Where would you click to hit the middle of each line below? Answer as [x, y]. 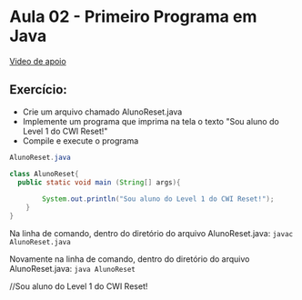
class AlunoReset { [44, 174]
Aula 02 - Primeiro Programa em [133, 17]
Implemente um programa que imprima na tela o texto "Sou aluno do [151, 121]
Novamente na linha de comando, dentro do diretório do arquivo [130, 259]
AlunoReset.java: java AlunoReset [73, 268]
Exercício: [39, 90]
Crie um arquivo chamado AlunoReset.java [102, 112]
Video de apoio [38, 61]
